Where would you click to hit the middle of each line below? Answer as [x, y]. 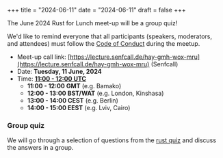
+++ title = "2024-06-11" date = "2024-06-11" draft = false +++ [96, 10]
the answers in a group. [40, 148]
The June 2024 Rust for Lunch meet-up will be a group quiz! [92, 23]
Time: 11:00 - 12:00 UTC [52, 79]
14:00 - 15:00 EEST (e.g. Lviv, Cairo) [79, 108]
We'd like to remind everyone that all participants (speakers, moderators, [109, 36]
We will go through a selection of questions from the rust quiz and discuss [112, 140]
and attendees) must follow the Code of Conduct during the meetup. [104, 43]
